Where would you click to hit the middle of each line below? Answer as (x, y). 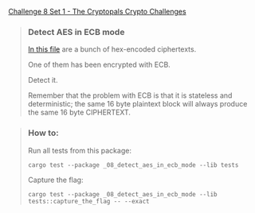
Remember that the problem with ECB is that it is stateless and (130, 95)
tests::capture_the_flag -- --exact (88, 201)
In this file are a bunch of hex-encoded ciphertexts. (112, 49)
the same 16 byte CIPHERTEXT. (79, 112)
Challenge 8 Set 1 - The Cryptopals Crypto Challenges (97, 12)
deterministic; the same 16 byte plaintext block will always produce (137, 104)
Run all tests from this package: (79, 150)
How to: (43, 133)
